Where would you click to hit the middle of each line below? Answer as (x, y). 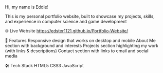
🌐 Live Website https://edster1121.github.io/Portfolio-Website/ (67, 31)
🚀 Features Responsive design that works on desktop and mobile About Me (80, 40)
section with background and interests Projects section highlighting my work (82, 46)
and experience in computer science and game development (66, 22)
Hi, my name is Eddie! (27, 7)
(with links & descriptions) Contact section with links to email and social (77, 51)
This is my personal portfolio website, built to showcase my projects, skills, (80, 16)
